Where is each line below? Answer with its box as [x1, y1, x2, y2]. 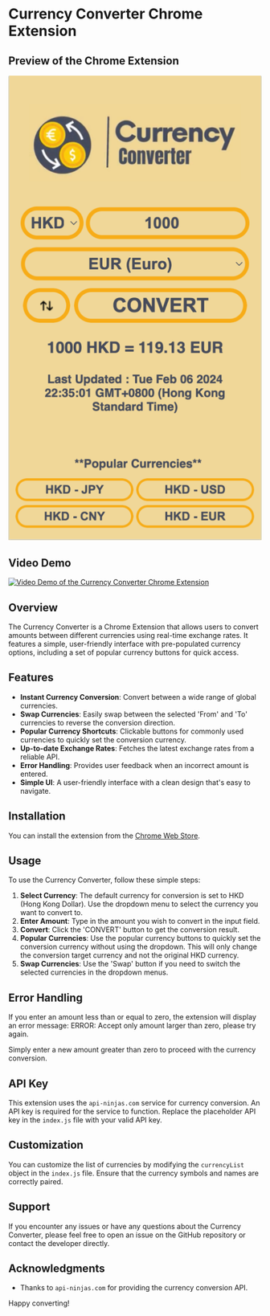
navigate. [19, 786, 51, 795]
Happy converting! [8, 1298, 70, 1308]
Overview [8, 600, 59, 615]
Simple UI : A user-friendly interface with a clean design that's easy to [19, 777, 252, 787]
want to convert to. [19, 908, 83, 918]
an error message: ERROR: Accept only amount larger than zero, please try [8, 1021, 256, 1031]
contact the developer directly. [8, 1238, 110, 1248]
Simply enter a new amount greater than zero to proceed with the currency [8, 1045, 256, 1055]
